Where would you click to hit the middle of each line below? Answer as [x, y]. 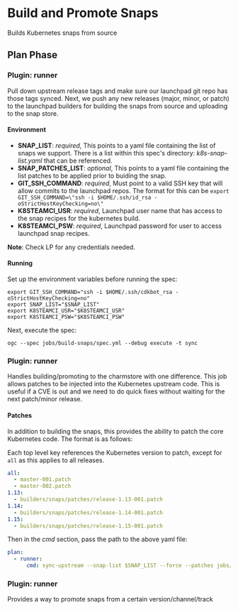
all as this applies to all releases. [56, 460]
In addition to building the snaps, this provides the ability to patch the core [115, 431]
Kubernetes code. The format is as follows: [70, 439]
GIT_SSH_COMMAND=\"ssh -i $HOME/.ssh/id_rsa [84, 197]
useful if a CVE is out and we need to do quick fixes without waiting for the [116, 391]
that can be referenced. [78, 160]
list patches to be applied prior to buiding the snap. [92, 175]
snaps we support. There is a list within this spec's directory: [106, 153]
